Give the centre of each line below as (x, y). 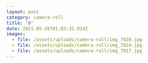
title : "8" (20, 23)
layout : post (23, 12)
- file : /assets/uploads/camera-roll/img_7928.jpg (77, 40)
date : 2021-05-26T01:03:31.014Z (47, 28)
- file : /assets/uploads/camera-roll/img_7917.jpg (77, 51)
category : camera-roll (35, 17)
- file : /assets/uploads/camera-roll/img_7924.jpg (77, 46)
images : (16, 34)
